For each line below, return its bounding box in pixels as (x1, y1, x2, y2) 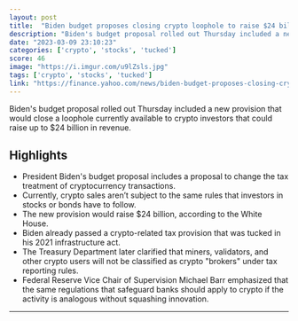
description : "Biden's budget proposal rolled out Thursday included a (9, 29, 279, 38)
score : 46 (9, 54, 46, 63)
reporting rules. (21, 265, 79, 276)
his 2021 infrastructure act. (21, 237, 122, 248)
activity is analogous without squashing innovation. (21, 294, 209, 304)
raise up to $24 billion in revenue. (9, 121, 131, 133)
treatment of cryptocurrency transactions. (21, 181, 176, 192)
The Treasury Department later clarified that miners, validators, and (21, 247, 269, 257)
